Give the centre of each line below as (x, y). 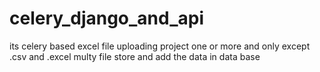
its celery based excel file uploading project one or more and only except (160, 46)
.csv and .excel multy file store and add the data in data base (135, 56)
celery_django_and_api (107, 18)
